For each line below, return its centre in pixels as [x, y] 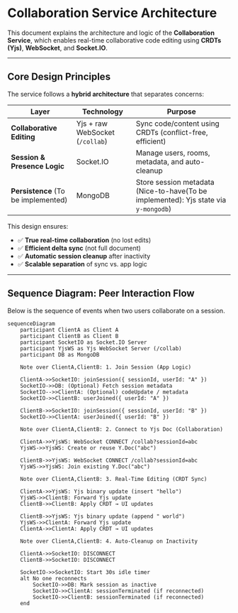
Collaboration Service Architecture [112, 13]
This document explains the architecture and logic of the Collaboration [111, 33]
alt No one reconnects [53, 578]
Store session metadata [175, 182]
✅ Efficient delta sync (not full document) [79, 248]
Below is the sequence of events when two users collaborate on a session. [116, 310]
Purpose [181, 112]
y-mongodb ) [154, 209]
